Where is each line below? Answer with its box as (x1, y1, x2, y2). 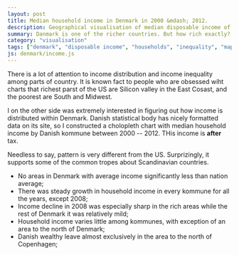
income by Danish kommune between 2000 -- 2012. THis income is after (7, 129, 222, 137)
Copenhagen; (17, 239, 58, 248)
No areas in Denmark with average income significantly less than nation (17, 172, 228, 180)
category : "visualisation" (7, 37, 87, 44)
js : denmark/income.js (7, 51, 75, 58)
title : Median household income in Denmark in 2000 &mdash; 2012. (7, 17, 208, 24)
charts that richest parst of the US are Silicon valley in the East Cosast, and (7, 85, 228, 93)
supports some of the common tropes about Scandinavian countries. (7, 157, 209, 166)
